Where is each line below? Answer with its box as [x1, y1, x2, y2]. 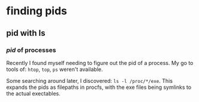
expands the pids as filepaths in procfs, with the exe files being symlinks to [6, 84, 192, 91]
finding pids [6, 4, 67, 18]
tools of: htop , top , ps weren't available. [6, 66, 103, 73]
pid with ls [6, 28, 46, 38]
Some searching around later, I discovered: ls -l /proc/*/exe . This [6, 77, 173, 84]
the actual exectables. [6, 89, 61, 97]
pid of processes [6, 46, 56, 54]
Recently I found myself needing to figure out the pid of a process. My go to [6, 59, 194, 66]
